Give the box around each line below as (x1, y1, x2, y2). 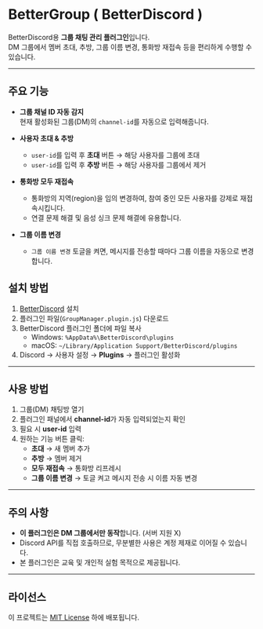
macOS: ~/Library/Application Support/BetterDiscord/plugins (31, 340, 238, 350)
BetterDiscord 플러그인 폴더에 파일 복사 (19, 324, 142, 333)
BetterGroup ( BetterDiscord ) (8, 5, 204, 24)
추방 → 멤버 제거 (31, 454, 82, 463)
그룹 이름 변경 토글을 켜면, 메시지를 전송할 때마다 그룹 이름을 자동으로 (31, 246, 240, 256)
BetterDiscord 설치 (19, 304, 80, 313)
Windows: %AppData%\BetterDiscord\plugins (31, 332, 175, 342)
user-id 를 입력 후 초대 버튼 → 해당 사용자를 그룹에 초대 (31, 150, 200, 159)
